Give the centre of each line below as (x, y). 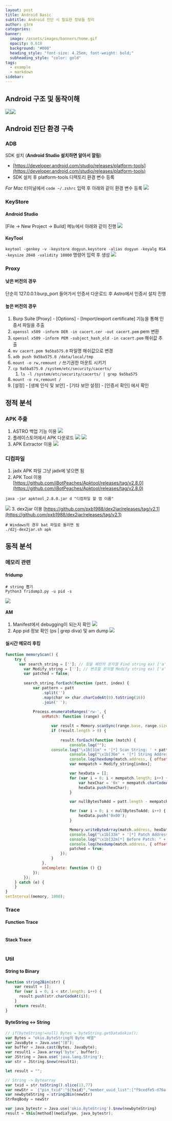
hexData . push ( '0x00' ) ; (103, 816)
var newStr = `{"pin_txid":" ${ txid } (44, 1090)
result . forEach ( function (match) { (98, 740)
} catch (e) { (29, 882)
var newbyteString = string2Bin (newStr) (49, 1095)
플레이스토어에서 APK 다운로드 (43, 437)
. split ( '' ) (53, 693)
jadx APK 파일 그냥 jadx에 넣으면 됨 (48, 471)
